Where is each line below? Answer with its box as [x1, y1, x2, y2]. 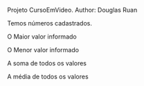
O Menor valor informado [7, 46, 80, 54]
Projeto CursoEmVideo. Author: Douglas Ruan [7, 6, 138, 14]
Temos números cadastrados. [7, 19, 92, 27]
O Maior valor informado [7, 32, 78, 41]
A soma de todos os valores [7, 59, 87, 67]
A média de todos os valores [7, 72, 89, 80]
